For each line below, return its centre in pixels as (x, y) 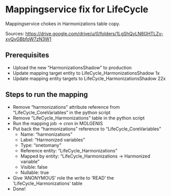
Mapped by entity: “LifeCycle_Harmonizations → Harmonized (85, 156)
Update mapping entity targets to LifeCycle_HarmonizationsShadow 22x (89, 79)
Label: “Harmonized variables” (53, 140)
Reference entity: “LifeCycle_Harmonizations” (69, 150)
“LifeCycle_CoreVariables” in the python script (62, 112)
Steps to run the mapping (47, 95)
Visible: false (34, 167)
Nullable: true (35, 172)
